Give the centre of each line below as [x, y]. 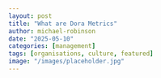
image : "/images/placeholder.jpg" [67, 62]
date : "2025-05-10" [41, 39]
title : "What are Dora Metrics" [63, 24]
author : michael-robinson [52, 31]
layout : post [30, 16]
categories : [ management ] [52, 46]
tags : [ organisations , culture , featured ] [81, 54]
